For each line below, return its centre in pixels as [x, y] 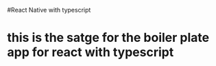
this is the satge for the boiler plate [108, 38]
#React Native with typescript [49, 10]
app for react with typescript [91, 53]
